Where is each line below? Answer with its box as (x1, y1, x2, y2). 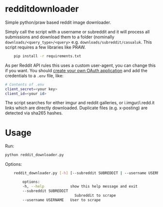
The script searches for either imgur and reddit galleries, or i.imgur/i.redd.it (5, 100, 155, 106)
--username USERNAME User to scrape (22, 197, 101, 202)
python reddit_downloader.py (5, 153, 64, 158)
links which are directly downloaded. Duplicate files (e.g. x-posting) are (5, 105, 148, 111)
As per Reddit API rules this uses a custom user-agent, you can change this (5, 62, 156, 68)
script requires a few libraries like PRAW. (5, 44, 86, 50)
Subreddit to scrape (74, 193, 116, 198)
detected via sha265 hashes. (5, 110, 63, 116)
